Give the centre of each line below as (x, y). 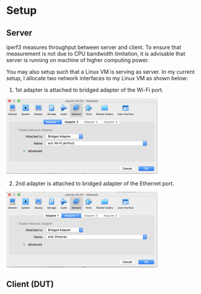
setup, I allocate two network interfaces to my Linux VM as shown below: (97, 78)
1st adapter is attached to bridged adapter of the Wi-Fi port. (89, 90)
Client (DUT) (30, 284)
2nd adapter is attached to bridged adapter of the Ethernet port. (94, 184)
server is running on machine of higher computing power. (78, 60)
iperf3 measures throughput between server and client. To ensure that (94, 47)
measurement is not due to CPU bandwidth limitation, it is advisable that (96, 54)
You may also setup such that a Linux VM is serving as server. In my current (101, 72)
